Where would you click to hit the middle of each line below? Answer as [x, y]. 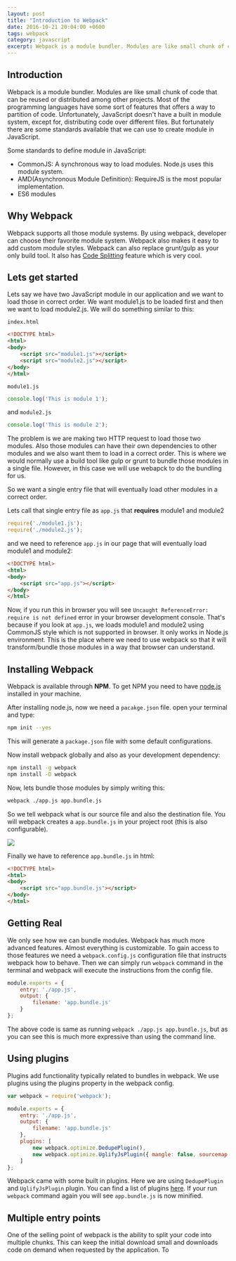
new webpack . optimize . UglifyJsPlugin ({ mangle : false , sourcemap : [132, 1154]
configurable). [28, 829]
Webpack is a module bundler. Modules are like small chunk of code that [112, 91]
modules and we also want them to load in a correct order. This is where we [117, 454]
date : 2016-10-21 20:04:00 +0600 [56, 27]
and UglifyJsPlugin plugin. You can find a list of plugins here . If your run [112, 1189]
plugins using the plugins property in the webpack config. [91, 1083]
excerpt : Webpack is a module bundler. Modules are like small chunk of [116, 46]
